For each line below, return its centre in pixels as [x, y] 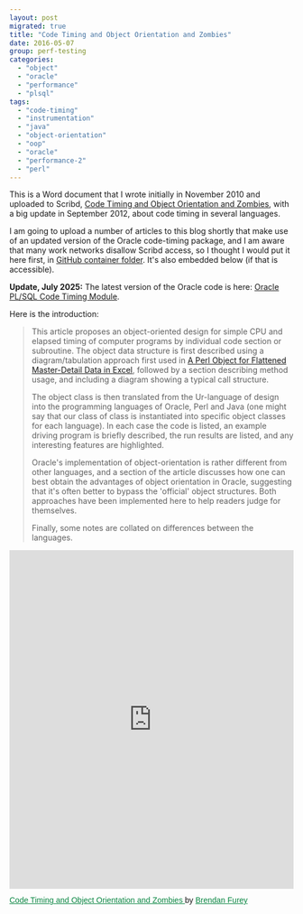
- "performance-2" [52, 160]
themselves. [54, 510]
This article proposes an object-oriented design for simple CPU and [157, 331]
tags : [19, 102]
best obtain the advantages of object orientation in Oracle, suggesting [161, 482]
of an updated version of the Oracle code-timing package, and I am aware [147, 241]
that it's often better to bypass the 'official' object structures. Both [154, 491]
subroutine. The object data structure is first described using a [147, 351]
